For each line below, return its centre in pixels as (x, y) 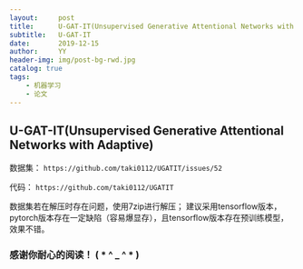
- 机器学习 (44, 85)
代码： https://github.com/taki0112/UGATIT (92, 187)
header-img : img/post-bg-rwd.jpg (73, 60)
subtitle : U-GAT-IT (50, 35)
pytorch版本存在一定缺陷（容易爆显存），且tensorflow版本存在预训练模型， (149, 218)
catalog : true (36, 69)
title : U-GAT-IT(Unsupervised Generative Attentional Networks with (152, 26)
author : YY (38, 52)
